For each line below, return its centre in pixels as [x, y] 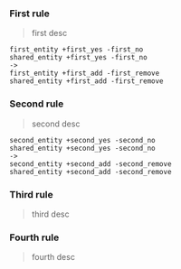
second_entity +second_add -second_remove [90, 164]
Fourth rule [34, 237]
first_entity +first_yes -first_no [76, 50]
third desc [50, 214]
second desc [56, 124]
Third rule [32, 194]
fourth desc [53, 257]
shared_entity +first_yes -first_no [78, 58]
